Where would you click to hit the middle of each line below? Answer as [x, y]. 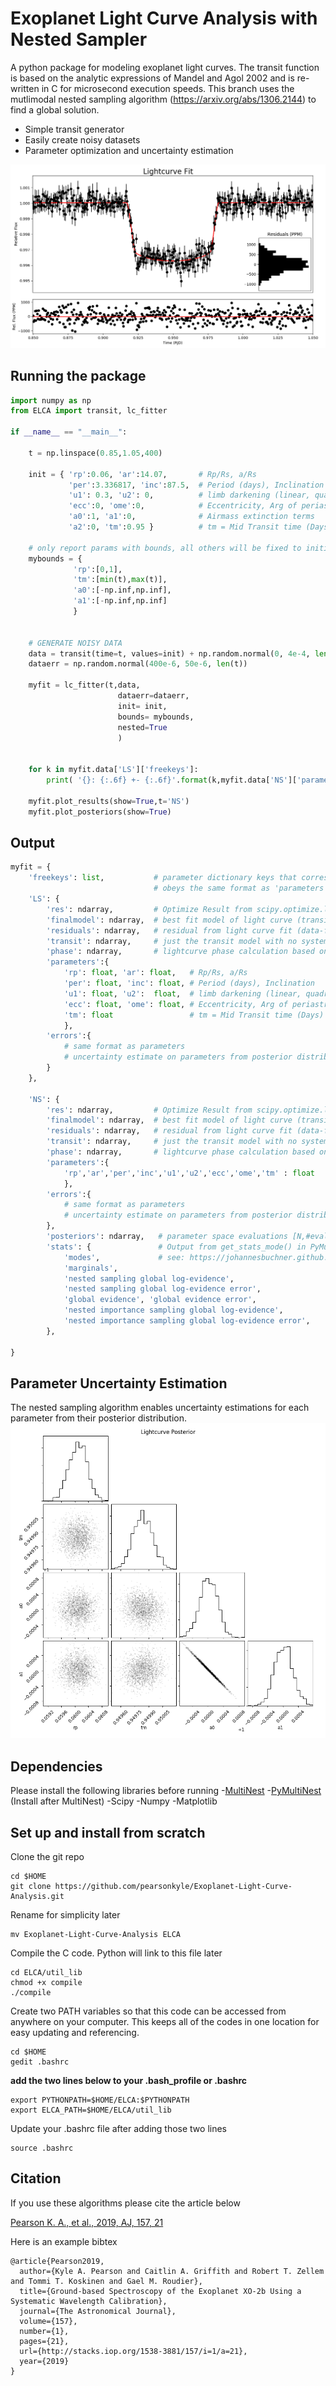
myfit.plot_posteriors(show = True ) [100, 812]
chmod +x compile [46, 1982]
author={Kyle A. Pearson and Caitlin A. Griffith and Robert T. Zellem [172, 2271]
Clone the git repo [47, 1856]
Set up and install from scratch [108, 1832]
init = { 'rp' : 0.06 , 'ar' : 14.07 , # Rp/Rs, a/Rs [142, 474]
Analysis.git [37, 1896]
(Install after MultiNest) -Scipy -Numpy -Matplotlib [114, 1801]
